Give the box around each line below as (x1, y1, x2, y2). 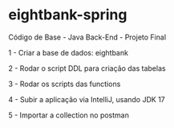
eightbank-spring (8, 6, 127, 24)
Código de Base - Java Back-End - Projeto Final (8, 32, 167, 42)
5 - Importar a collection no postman (8, 110, 130, 120)
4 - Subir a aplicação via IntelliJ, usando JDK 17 (8, 94, 166, 104)
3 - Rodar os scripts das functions (8, 79, 121, 89)
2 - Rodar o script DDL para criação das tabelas (8, 63, 166, 73)
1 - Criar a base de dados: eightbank (8, 47, 128, 57)
